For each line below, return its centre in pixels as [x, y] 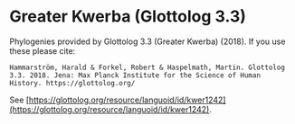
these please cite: [43, 50]
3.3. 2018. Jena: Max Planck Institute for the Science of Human [135, 75]
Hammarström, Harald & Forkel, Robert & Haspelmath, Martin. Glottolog [147, 67]
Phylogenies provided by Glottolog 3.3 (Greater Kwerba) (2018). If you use [147, 41]
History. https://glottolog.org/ [72, 83]
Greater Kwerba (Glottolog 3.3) [128, 17]
